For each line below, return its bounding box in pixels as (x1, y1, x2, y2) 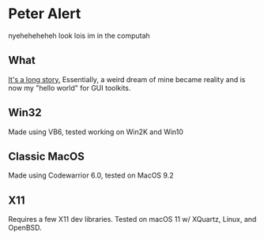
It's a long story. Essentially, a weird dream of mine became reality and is (8, 74, 246, 84)
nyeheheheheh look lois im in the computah (8, 31, 150, 40)
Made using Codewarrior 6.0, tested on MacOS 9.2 (8, 171, 174, 180)
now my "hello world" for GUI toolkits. (8, 83, 131, 92)
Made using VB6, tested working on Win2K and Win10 (8, 127, 184, 137)
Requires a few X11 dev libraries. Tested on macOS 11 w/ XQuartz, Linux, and (8, 215, 257, 224)
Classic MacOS (8, 149, 85, 163)
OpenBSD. (8, 223, 42, 233)
